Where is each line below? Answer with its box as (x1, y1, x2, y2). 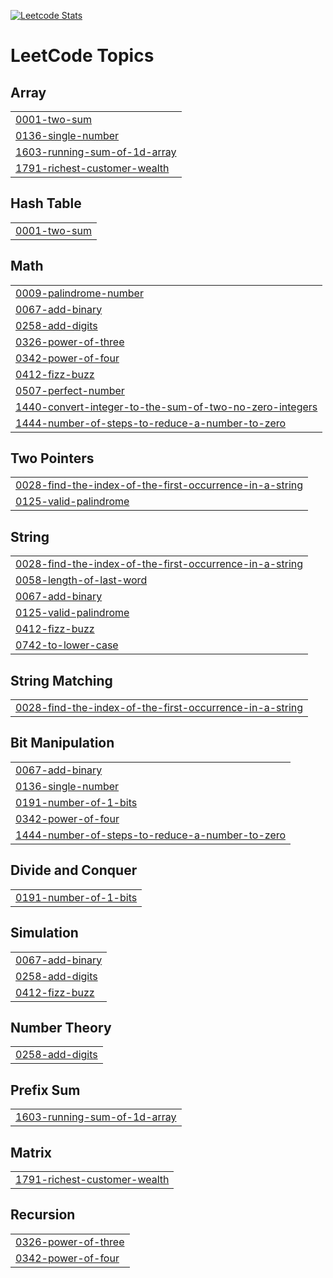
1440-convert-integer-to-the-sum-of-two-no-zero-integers (15, 400, 318, 414)
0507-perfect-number (15, 383, 125, 397)
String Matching (10, 672, 113, 689)
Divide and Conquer (10, 862, 138, 879)
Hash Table (10, 195, 82, 212)
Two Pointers (10, 450, 95, 467)
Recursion (10, 1206, 76, 1224)
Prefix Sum (10, 1081, 81, 1099)
